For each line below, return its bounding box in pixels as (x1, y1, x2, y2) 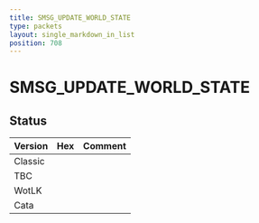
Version (14, 140, 49, 153)
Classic (14, 155, 45, 168)
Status (9, 113, 48, 128)
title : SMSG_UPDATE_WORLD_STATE (9, 13, 131, 23)
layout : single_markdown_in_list (9, 30, 135, 39)
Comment (82, 140, 126, 153)
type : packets (9, 22, 63, 31)
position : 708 (9, 38, 63, 48)
